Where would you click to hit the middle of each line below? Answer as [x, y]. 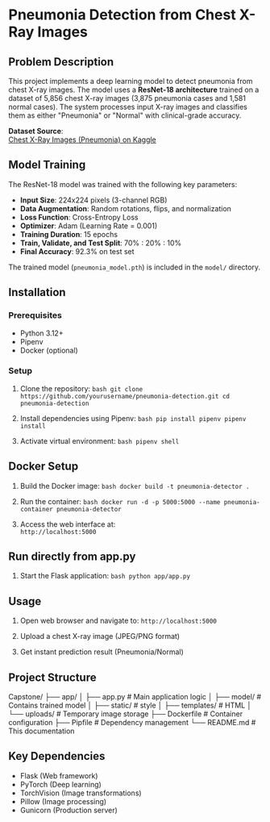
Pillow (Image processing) [63, 801]
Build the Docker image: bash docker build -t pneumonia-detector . [135, 486]
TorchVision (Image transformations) [81, 793]
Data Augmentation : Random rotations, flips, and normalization [126, 208]
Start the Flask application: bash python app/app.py [105, 576]
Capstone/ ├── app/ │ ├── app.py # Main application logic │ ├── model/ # [135, 697]
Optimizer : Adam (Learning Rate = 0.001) [89, 225]
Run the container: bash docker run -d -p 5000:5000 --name [120, 501]
